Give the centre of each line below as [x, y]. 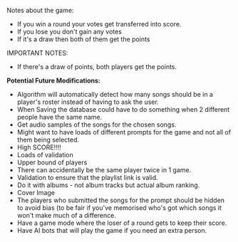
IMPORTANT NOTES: [37, 53]
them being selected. [48, 140]
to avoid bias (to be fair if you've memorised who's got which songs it [119, 208]
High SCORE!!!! [39, 147]
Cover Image [36, 193]
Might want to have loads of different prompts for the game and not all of [124, 132]
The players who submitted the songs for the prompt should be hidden [121, 200]
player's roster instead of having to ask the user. [88, 102]
